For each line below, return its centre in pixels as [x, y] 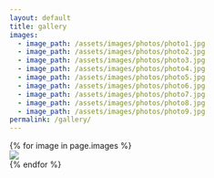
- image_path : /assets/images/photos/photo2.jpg [112, 52]
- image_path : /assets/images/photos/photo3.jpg [112, 60]
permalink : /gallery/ [51, 120]
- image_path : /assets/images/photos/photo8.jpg [112, 103]
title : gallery [38, 26]
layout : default [40, 18]
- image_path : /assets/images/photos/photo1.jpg [112, 43]
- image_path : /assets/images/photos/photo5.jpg [112, 78]
